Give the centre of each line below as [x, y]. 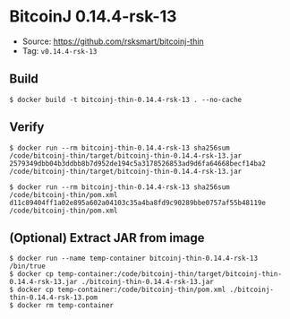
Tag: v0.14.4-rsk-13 [60, 50]
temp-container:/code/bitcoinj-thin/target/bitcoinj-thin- [169, 274]
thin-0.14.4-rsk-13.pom [54, 297]
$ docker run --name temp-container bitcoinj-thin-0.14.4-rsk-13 [133, 259]
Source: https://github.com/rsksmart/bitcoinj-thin [113, 41]
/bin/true [28, 266]
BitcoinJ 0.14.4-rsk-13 [93, 17]
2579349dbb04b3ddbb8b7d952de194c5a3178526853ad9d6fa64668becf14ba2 [138, 163]
